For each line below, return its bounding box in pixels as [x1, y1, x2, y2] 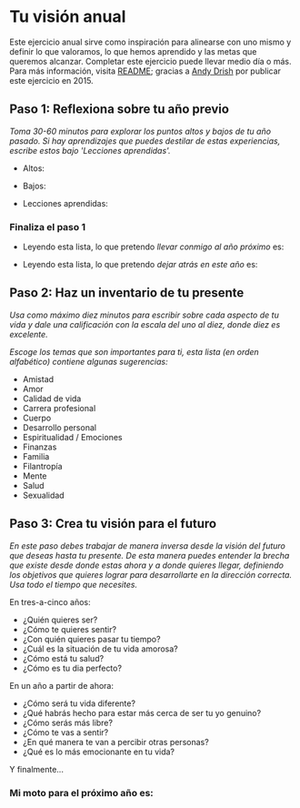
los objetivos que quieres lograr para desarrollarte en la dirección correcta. [9, 569, 293, 580]
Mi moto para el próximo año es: [9, 786, 155, 799]
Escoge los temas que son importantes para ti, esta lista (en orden [9, 346, 259, 357]
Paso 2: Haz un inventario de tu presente [9, 285, 245, 301]
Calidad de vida [22, 393, 82, 404]
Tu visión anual [9, 6, 126, 27]
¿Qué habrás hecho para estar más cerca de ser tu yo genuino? [22, 707, 262, 718]
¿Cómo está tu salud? [22, 652, 105, 663]
